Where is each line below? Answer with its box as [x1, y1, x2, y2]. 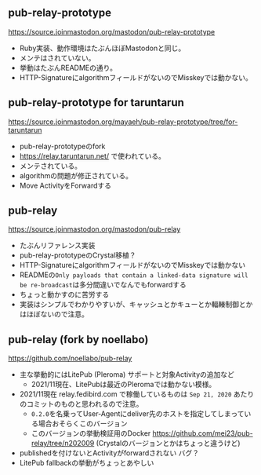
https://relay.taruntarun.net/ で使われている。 [19, 151, 166, 160]
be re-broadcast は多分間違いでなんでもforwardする [19, 280, 187, 290]
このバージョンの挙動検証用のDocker [31, 429, 151, 438]
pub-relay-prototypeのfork [19, 141, 106, 151]
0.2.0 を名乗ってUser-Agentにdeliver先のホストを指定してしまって [31, 409, 245, 418]
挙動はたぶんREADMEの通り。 [19, 63, 118, 72]
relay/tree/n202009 [31, 439, 95, 448]
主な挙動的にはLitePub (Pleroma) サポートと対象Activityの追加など [19, 370, 235, 379]
